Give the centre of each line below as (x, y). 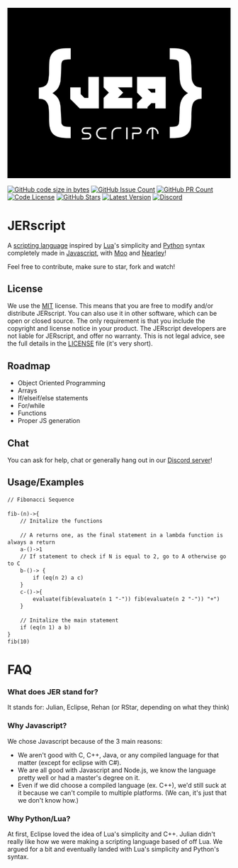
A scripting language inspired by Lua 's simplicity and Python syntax (106, 245)
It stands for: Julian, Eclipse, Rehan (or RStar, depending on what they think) (119, 708)
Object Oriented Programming (62, 383)
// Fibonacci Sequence (41, 500)
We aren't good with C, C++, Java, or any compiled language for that (118, 755)
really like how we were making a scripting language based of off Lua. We (115, 841)
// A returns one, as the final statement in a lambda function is (121, 535)
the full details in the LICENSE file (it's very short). (80, 344)
